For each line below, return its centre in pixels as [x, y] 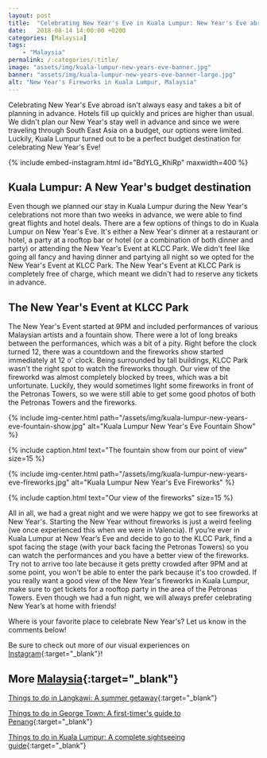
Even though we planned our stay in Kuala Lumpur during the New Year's [128, 207]
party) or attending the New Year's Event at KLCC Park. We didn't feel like [129, 249]
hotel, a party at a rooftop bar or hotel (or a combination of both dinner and [131, 240]
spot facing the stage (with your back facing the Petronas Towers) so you [128, 547]
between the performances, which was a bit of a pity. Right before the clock [132, 343]
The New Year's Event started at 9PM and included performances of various [133, 327]
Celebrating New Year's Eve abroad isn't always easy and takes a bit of [125, 105]
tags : [17, 45]
